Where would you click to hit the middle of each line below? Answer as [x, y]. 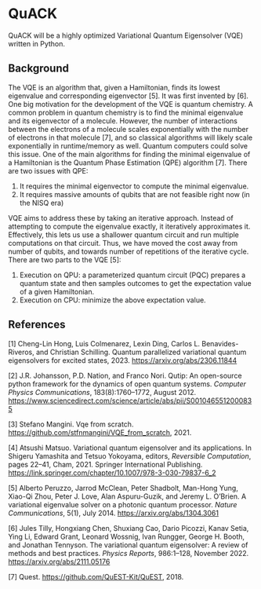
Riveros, [22, 352]
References [37, 325]
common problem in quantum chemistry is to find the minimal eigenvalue [126, 112]
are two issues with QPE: [48, 170]
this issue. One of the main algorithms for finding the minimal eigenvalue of [129, 154]
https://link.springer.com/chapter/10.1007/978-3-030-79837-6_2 [112, 473]
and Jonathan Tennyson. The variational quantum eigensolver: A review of [128, 545]
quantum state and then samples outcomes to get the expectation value [136, 283]
